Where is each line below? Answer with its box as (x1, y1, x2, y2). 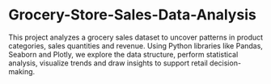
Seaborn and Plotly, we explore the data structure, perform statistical (8, 49, 239, 59)
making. (8, 66, 36, 76)
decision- (209, 58, 241, 68)
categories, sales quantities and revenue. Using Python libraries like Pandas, (8, 40, 263, 50)
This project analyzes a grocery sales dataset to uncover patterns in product (8, 32, 264, 42)
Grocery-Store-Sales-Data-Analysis (8, 6, 256, 24)
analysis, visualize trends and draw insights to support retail (8, 58, 208, 68)
